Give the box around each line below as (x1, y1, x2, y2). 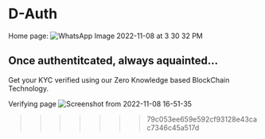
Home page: (8, 31, 49, 41)
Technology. (8, 83, 49, 93)
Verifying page (8, 98, 57, 108)
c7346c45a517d (146, 122, 200, 132)
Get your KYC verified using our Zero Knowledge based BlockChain (8, 75, 230, 84)
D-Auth (8, 5, 58, 23)
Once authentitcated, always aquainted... (8, 54, 219, 68)
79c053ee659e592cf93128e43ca (146, 114, 257, 124)
